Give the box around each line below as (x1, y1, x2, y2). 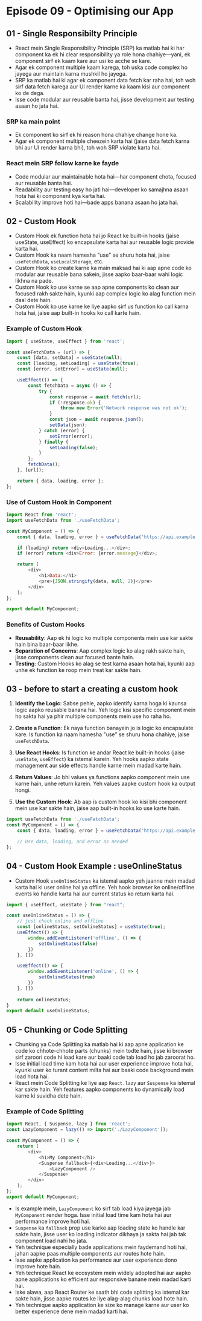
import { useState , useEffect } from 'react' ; (6, 338, 125, 344)
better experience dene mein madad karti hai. (14, 1308, 128, 1315)
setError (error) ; (49, 433, 93, 440)
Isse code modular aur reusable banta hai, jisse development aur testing (14, 96, 195, 103)
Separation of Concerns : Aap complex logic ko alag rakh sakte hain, (14, 647, 186, 654)
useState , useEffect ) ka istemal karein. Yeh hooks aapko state (14, 756, 169, 763)
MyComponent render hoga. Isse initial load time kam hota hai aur (14, 1211, 172, 1218)
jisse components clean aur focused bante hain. (14, 653, 134, 660)
